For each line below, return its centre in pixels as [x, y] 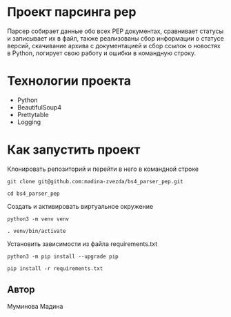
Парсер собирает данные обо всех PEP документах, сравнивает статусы [115, 31]
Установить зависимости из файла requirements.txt [82, 244]
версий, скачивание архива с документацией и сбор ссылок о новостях [114, 45]
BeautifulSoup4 [39, 107]
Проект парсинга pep [72, 12]
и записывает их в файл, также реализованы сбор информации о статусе [115, 38]
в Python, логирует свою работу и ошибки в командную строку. [102, 53]
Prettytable [33, 114]
